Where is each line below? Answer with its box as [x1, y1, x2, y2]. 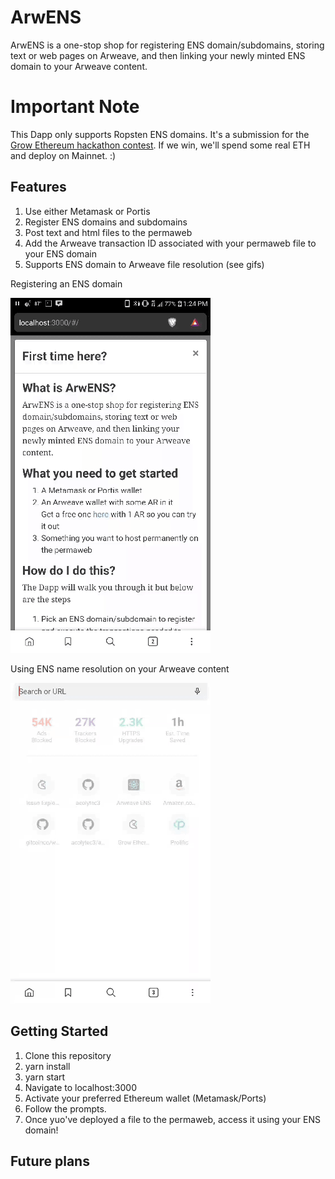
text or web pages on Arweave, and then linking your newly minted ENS [10, 49, 306, 61]
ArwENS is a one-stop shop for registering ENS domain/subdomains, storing [10, 39, 325, 51]
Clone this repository [24, 1049, 112, 1061]
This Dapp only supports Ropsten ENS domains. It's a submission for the [10, 128, 310, 140]
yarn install [24, 1060, 71, 1072]
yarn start [24, 1071, 66, 1083]
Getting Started [10, 1023, 109, 1040]
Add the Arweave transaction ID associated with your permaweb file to [24, 237, 317, 249]
